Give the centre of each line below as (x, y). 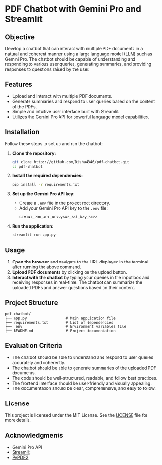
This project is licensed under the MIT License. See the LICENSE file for (76, 415)
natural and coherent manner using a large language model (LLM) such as (79, 54)
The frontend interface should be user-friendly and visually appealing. (82, 383)
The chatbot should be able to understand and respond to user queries (83, 357)
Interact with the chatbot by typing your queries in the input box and (81, 277)
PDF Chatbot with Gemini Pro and (73, 9)
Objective (20, 37)
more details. (18, 420)
